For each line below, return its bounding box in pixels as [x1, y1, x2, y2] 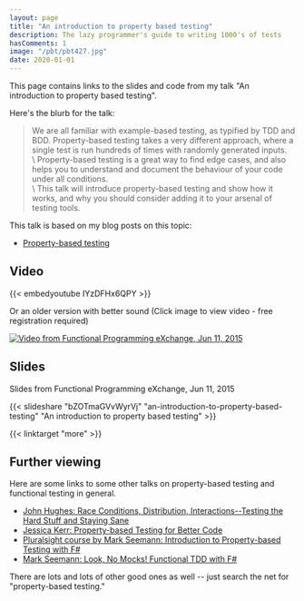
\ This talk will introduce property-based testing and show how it [31, 183, 274, 193]
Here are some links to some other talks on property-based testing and [9, 478, 275, 489]
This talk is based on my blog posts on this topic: [9, 220, 192, 231]
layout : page [9, 13, 59, 23]
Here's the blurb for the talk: [9, 108, 115, 118]
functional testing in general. [9, 488, 116, 499]
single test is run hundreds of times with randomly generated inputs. [31, 144, 288, 155]
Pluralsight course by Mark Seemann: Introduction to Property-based [22, 535, 281, 546]
